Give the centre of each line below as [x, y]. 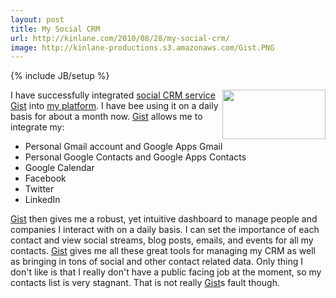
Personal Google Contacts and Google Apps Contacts [135, 157]
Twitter [39, 189]
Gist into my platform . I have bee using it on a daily [114, 106]
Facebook [45, 178]
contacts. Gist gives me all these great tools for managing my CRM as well [163, 251]
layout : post [37, 19]
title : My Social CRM [55, 29]
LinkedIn [42, 200]
